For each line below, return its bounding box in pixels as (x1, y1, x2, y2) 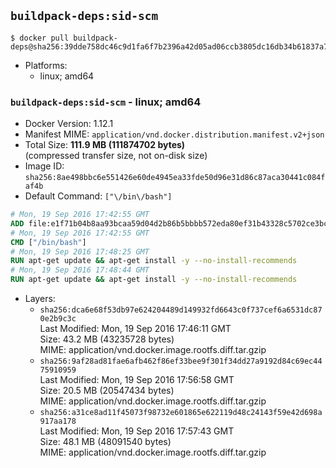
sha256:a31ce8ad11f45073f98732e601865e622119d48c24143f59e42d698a (39, 408, 323, 418)
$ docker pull (10, 33, 70, 43)
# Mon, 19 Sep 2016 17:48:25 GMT (10, 246, 150, 257)
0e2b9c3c (39, 314, 77, 324)
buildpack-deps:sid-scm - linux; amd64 (10, 95, 202, 109)
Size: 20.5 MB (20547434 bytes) (39, 385, 175, 397)
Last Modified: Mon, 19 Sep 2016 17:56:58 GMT (39, 374, 235, 386)
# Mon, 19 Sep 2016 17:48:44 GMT (10, 265, 150, 275)
